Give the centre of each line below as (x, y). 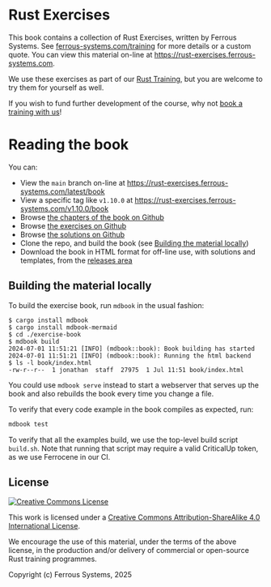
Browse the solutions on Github (72, 234)
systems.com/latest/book (62, 191)
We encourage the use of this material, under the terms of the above (123, 542)
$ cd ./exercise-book (45, 334)
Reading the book (69, 145)
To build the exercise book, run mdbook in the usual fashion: (106, 305)
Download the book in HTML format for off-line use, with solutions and (138, 251)
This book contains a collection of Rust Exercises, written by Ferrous (123, 37)
